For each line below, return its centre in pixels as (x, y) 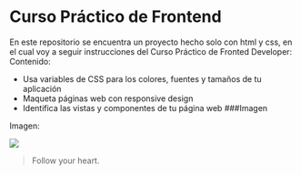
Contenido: (30, 61)
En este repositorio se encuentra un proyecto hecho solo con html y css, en (151, 42)
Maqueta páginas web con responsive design (108, 98)
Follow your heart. (65, 160)
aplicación (42, 88)
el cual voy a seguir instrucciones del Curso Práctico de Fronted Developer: (151, 51)
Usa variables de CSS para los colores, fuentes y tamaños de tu (142, 78)
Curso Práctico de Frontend (115, 17)
